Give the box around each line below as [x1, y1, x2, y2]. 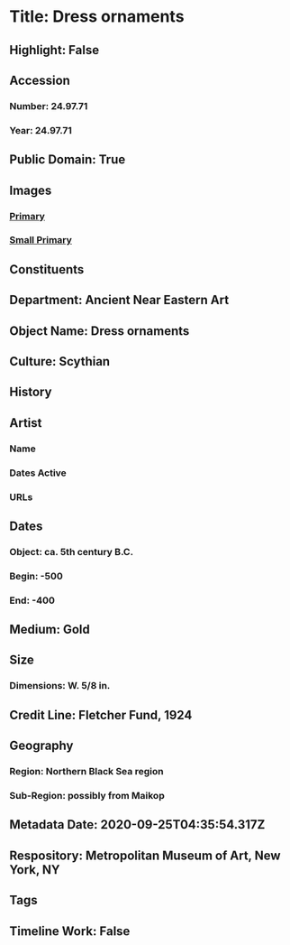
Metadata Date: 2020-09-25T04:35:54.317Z [9, 817, 266, 832]
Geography [9, 738, 74, 754]
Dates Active [9, 467, 68, 479]
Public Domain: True [9, 152, 126, 168]
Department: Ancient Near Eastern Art [9, 292, 230, 308]
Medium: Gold [9, 622, 90, 637]
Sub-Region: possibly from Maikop [9, 790, 165, 802]
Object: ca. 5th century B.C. [9, 545, 133, 558]
